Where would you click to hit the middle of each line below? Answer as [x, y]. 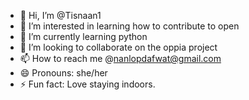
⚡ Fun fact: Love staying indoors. [87, 84]
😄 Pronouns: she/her [63, 73]
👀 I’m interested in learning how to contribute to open [129, 26]
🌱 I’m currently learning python [83, 36]
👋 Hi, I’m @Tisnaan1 [60, 15]
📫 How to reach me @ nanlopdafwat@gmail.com [120, 58]
